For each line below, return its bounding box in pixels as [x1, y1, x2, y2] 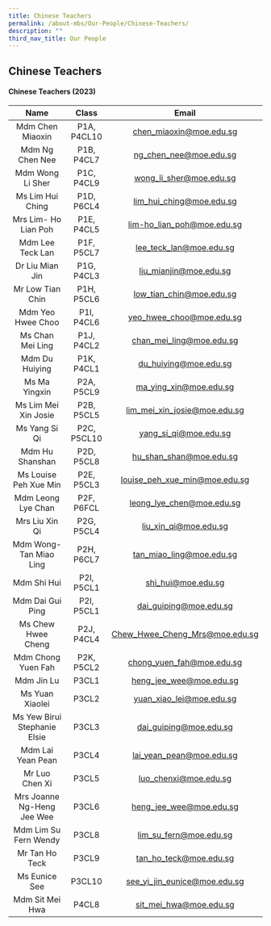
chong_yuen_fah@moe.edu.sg [127, 656, 243, 668]
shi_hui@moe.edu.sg [145, 576, 225, 588]
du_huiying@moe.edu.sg [138, 358, 232, 369]
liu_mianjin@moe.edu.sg [139, 265, 231, 276]
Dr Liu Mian [15, 260, 59, 271]
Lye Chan [19, 502, 55, 513]
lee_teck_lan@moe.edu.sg [135, 241, 236, 253]
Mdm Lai [20, 744, 54, 756]
